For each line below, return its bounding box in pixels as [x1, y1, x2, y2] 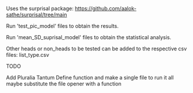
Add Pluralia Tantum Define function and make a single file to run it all [6, 74, 174, 81]
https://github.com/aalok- [75, 5, 137, 12]
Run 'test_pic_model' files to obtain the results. [6, 23, 119, 29]
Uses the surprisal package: [6, 5, 74, 12]
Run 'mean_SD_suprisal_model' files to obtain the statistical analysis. [6, 34, 171, 40]
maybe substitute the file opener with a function [6, 80, 122, 87]
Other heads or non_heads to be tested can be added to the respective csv [6, 45, 187, 52]
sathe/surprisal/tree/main [6, 11, 67, 18]
